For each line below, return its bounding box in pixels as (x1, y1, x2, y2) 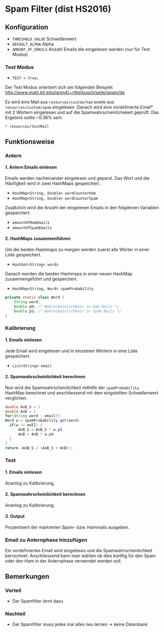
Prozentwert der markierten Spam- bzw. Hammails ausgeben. (5, 524, 130, 530)
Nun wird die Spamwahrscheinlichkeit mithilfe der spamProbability (5, 385, 140, 390)
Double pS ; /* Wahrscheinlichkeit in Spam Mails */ (14, 309, 121, 314)
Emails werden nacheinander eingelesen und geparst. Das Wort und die (5, 175, 150, 181)
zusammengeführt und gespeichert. (5, 276, 78, 282)
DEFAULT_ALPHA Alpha (12, 41, 54, 47)
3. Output (5, 513, 25, 519)
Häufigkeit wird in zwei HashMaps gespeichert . (5, 180, 102, 186)
